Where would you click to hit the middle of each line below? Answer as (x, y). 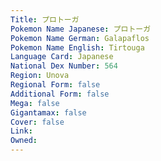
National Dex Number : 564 (64, 66)
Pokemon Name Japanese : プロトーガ (81, 29)
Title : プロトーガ (45, 19)
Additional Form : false (60, 94)
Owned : (24, 141)
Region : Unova (40, 76)
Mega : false (35, 103)
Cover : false (37, 122)
